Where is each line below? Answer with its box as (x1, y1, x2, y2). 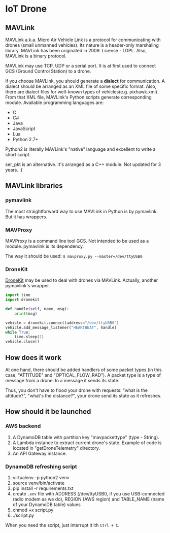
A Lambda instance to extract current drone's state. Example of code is (12, 440, 162, 446)
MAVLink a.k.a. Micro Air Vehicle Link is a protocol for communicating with (5, 37, 161, 43)
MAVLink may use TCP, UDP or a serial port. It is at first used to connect (5, 63, 156, 69)
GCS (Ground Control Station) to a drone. (5, 68, 91, 74)
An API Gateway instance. (12, 450, 67, 456)
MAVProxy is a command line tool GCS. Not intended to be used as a (5, 238, 149, 244)
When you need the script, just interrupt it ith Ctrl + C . (5, 522, 120, 528)
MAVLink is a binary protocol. (5, 53, 67, 59)
